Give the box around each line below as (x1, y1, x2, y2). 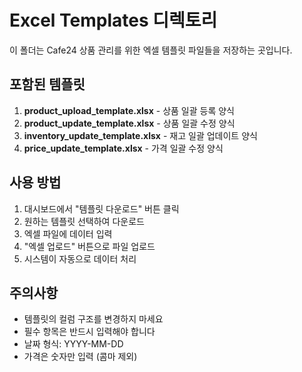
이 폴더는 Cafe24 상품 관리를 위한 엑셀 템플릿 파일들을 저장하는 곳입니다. (9, 44, 293, 56)
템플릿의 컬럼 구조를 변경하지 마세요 (23, 313, 164, 325)
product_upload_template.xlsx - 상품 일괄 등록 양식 (23, 104, 235, 116)
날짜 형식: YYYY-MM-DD (23, 338, 124, 350)
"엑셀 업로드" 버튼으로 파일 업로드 (23, 240, 156, 252)
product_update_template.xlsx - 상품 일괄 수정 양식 (23, 117, 236, 129)
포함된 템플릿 (9, 76, 86, 93)
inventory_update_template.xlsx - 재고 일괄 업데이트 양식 (23, 129, 258, 141)
